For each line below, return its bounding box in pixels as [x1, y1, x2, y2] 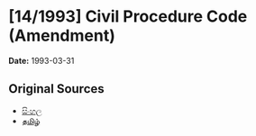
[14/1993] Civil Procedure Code [8, 6, 248, 27]
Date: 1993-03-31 [8, 55, 75, 66]
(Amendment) [8, 25, 116, 46]
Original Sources [8, 81, 105, 96]
